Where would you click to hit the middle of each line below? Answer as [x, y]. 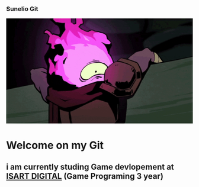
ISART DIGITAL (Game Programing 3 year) [85, 176]
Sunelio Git [22, 9]
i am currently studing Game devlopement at [90, 167]
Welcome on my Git [55, 145]
